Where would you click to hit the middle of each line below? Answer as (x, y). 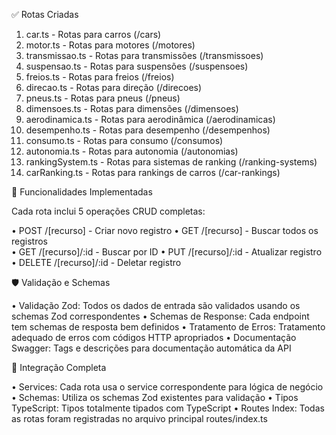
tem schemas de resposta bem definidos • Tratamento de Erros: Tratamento (168, 327)
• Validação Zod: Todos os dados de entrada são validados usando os (156, 305)
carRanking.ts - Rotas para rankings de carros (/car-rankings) (153, 172)
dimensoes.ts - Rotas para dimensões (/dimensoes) (132, 108)
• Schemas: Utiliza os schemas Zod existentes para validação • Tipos (155, 397)
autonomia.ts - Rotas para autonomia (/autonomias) (132, 151)
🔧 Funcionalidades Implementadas (82, 192)
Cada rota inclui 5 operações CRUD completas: (108, 211)
